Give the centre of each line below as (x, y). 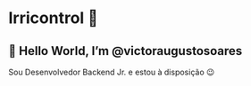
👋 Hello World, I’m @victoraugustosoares (125, 51)
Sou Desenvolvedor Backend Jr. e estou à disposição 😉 (112, 72)
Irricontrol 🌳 (54, 18)
